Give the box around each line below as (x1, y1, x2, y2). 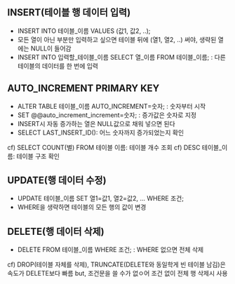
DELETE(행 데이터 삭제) (7, 225, 105, 237)
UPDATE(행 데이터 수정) (7, 175, 107, 187)
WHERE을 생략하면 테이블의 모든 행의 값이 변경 (17, 203, 147, 212)
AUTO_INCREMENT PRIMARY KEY (7, 83, 160, 95)
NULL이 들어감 (30, 44, 72, 53)
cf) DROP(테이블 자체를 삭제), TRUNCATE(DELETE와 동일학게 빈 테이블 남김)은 (7, 260, 226, 269)
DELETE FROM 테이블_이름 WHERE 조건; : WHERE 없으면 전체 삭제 (17, 245, 204, 254)
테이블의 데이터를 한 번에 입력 (17, 62, 98, 70)
